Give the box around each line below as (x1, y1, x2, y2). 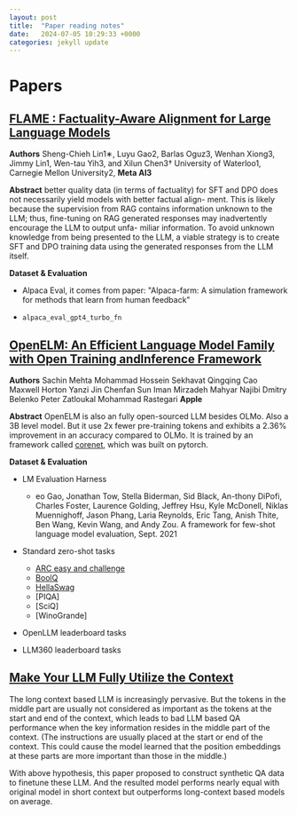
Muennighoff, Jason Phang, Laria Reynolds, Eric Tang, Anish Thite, (35, 510, 279, 520)
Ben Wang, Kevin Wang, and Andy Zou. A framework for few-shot (35, 519, 276, 530)
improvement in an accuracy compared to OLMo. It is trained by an (9, 430, 254, 440)
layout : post (9, 12, 58, 22)
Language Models (9, 125, 111, 140)
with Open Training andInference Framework (9, 352, 262, 367)
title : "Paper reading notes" (9, 21, 125, 30)
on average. (9, 795, 53, 806)
